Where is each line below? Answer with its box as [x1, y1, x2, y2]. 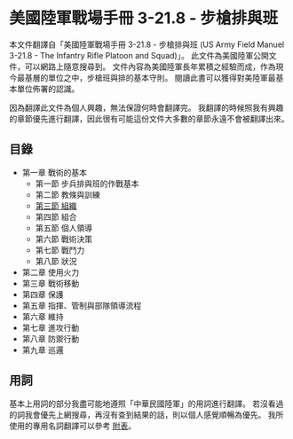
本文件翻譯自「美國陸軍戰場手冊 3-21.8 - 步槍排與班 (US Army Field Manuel [9, 39, 285, 50]
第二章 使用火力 [21, 267, 80, 278]
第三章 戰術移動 [21, 278, 80, 288]
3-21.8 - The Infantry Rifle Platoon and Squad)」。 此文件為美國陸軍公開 [9, 50, 269, 60]
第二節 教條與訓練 [35, 189, 100, 200]
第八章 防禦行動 [21, 333, 80, 344]
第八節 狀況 [35, 255, 77, 266]
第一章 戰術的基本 [21, 167, 87, 177]
